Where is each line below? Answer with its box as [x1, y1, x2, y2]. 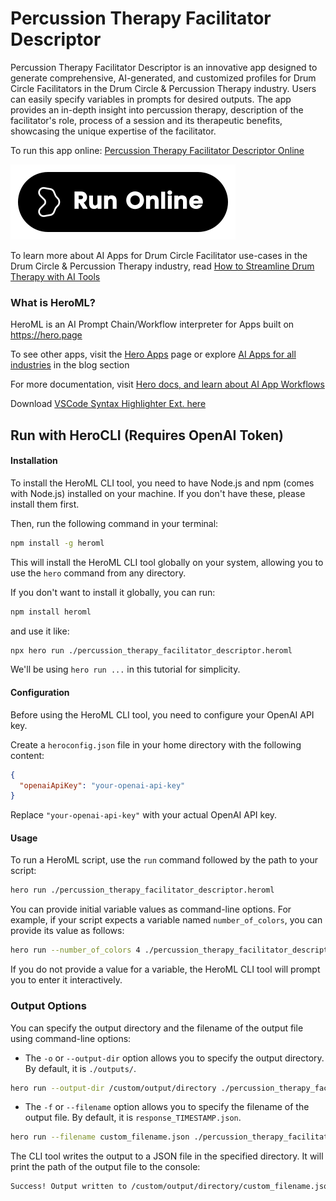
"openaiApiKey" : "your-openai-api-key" [19, 780, 186, 791]
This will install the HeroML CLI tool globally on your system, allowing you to [10, 556, 324, 568]
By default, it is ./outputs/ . [24, 1062, 137, 1074]
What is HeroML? [10, 295, 96, 309]
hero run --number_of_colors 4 [10, 945, 141, 956]
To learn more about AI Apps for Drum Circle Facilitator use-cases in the [10, 249, 308, 261]
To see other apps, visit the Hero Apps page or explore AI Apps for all [10, 348, 297, 361]
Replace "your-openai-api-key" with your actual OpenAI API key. [10, 809, 278, 821]
